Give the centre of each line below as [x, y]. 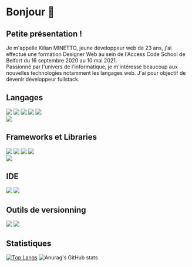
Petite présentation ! [44, 34]
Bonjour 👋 [30, 12]
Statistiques [29, 243]
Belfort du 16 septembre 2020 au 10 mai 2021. [62, 60]
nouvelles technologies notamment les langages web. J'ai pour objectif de [96, 73]
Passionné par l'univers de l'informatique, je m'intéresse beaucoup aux [92, 67]
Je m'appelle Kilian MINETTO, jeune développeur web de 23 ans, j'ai [89, 48]
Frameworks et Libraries [52, 137]
